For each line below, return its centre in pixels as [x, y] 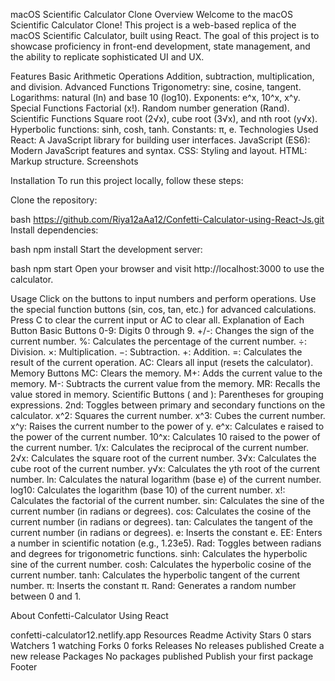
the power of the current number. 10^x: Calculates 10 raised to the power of [165, 437]
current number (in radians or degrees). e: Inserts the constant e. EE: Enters [166, 532]
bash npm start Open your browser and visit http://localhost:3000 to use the [167, 268]
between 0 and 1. [46, 596]
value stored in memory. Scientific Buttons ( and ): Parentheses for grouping [167, 394]
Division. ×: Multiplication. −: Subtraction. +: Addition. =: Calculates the [156, 352]
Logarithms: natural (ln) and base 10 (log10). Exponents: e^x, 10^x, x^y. [155, 97]
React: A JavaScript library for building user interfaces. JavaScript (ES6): [160, 140]
